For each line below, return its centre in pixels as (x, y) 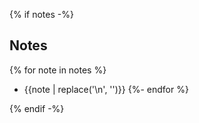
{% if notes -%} (41, 14)
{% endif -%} (37, 108)
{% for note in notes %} (58, 70)
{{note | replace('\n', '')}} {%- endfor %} (106, 89)
